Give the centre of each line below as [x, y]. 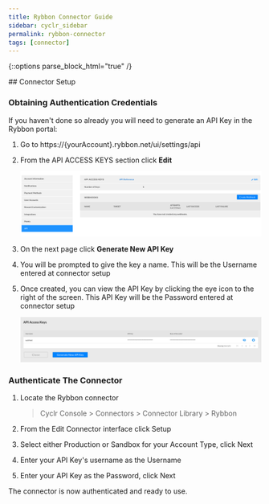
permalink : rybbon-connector [57, 34]
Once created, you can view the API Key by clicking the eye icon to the [137, 289]
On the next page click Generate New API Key [97, 248]
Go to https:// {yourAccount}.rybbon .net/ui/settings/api [110, 144]
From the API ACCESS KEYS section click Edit [96, 160]
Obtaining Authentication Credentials [83, 103]
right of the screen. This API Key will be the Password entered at [126, 297]
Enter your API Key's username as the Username [101, 460]
